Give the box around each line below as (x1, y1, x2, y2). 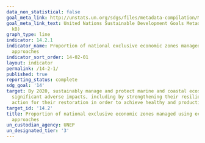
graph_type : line (6, 32, 51, 38)
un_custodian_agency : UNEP (6, 122, 75, 128)
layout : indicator (6, 60, 53, 66)
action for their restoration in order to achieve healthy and (12, 99, 176, 105)
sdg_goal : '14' (6, 83, 45, 89)
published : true (6, 71, 48, 77)
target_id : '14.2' (6, 105, 53, 111)
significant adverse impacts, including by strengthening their (12, 94, 179, 100)
